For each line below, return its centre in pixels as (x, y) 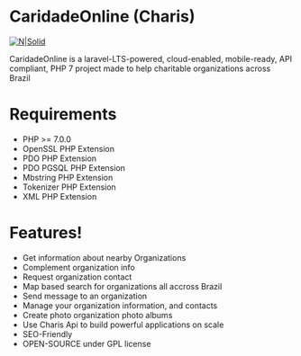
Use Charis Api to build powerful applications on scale (123, 325)
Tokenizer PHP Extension (69, 187)
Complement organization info (78, 267)
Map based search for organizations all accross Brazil (122, 286)
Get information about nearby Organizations (104, 257)
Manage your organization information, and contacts (120, 305)
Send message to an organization (85, 296)
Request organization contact (77, 277)
